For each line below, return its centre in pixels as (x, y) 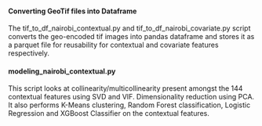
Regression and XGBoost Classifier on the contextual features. (109, 113)
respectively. (29, 53)
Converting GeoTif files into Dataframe (73, 11)
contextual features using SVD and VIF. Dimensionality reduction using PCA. (131, 97)
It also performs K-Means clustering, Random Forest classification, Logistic (129, 105)
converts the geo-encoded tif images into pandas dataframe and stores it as (131, 37)
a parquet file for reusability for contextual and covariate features (113, 45)
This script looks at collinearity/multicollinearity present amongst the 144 (126, 88)
